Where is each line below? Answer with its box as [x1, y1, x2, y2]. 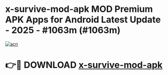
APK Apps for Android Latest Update [5, 14, 161, 25]
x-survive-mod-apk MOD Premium [5, 3, 153, 15]
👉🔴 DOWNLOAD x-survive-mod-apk [5, 60, 163, 71]
